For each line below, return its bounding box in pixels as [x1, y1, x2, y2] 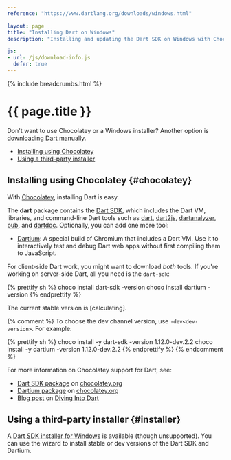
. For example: [32, 324, 72, 332]
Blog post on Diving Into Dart [16, 394, 100, 402]
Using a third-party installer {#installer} [7, 414, 181, 426]
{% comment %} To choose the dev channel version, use [7, 317, 169, 325]
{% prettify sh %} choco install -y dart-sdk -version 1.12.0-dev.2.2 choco [7, 337, 213, 346]
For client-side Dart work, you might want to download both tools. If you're [7, 262, 219, 270]
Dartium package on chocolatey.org [16, 386, 119, 394]
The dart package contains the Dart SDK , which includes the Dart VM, [7, 206, 206, 214]
